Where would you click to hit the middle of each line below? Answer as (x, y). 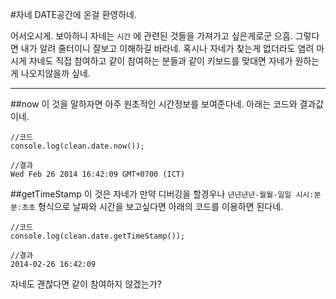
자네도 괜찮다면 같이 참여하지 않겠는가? (86, 284)
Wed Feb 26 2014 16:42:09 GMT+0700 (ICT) (98, 174)
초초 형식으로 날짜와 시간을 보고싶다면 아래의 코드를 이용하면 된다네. (152, 206)
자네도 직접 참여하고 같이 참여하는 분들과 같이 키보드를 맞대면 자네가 (160, 61)
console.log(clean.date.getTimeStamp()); (98, 236)
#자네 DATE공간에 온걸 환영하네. (73, 14)
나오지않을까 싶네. (55, 73)
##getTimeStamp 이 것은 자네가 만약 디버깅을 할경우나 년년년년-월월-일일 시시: (162, 194)
